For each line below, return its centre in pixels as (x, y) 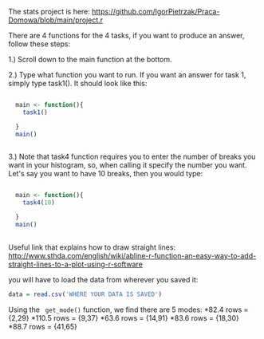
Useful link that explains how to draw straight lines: (92, 247)
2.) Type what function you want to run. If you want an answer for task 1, (127, 75)
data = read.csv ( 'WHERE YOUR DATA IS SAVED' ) (85, 294)
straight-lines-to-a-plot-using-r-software (76, 264)
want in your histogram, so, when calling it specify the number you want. (128, 165)
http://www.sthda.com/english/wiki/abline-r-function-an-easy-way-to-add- (132, 255)
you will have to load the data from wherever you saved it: (103, 279)
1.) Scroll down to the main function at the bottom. (91, 59)
